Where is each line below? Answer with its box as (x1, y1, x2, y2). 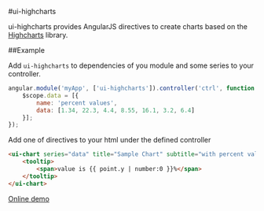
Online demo (8, 194, 49, 203)
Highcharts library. (8, 31, 68, 39)
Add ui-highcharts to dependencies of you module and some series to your (8, 61, 254, 70)
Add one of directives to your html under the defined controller (8, 135, 211, 145)
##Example (8, 46, 46, 54)
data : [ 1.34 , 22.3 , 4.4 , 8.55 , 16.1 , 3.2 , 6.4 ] (36, 106, 195, 114)
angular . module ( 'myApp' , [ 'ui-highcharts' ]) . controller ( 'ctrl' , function (8, 84, 255, 92)
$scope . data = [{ (22, 91, 79, 99)
